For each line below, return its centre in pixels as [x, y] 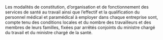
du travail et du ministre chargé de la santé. [49, 33]
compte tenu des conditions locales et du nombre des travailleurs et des [78, 22]
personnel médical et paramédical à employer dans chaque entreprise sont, [81, 17]
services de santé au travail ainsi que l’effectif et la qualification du [72, 12]
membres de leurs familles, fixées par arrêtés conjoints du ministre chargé [80, 27]
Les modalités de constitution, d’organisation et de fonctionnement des [77, 7]
